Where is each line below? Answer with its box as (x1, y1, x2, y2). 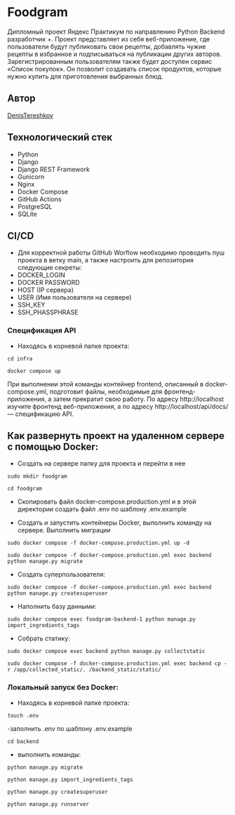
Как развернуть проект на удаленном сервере (7, 430, 224, 442)
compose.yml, (7, 387, 48, 396)
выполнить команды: (17, 750, 81, 758)
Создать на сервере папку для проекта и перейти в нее (17, 459, 186, 468)
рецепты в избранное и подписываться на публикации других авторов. (7, 50, 222, 58)
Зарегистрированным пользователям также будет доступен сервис (7, 57, 213, 65)
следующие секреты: (17, 264, 82, 272)
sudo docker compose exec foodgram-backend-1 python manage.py (7, 616, 196, 623)
